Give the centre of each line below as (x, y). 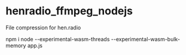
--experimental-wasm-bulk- (146, 39)
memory (16, 45)
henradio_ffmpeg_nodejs (69, 11)
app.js (35, 45)
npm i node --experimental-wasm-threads (58, 39)
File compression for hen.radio (43, 27)
